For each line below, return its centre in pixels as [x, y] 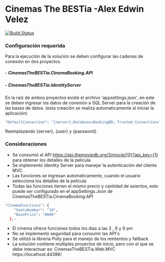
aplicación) [16, 113]
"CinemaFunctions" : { [27, 205]
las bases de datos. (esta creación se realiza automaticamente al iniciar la [80, 108]
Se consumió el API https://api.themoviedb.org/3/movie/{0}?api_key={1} [85, 155]
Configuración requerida [35, 46]
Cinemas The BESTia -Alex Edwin [74, 9]
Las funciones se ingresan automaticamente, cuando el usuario [76, 175]
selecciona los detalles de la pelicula [49, 181]
